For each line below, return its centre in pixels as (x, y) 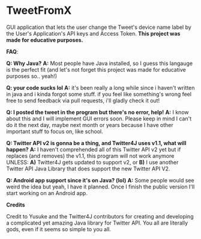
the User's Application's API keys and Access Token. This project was (93, 33)
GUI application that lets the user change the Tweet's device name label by (99, 27)
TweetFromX (39, 11)
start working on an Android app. (47, 193)
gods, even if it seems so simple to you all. (58, 229)
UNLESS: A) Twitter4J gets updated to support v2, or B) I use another (92, 162)
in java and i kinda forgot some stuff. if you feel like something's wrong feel (99, 94)
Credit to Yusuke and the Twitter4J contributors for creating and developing (100, 216)
